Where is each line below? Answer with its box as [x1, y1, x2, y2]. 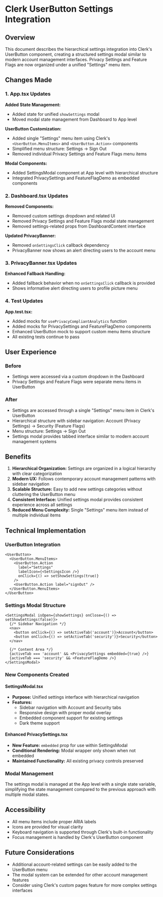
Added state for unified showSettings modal [12, 111, 100, 117]
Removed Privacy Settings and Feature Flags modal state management [12, 218, 154, 224]
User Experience [5, 348, 57, 356]
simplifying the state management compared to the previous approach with [5, 786, 156, 792]
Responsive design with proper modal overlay [19, 710, 111, 716]
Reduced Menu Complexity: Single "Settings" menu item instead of [12, 507, 148, 513]
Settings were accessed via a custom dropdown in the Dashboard [12, 374, 145, 380]
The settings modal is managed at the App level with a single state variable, [5, 781, 157, 787]
